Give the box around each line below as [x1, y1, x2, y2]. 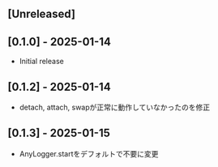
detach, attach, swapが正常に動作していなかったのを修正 [19, 102, 211, 113]
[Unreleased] [7, 7, 76, 21]
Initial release [19, 57, 64, 66]
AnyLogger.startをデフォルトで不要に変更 [19, 148, 159, 158]
